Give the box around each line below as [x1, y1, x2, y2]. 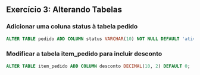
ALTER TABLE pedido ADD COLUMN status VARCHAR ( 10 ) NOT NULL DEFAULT [6, 35, 180, 42]
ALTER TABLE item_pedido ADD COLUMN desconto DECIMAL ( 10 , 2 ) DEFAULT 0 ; [6, 63, 190, 69]
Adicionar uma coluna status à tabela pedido [6, 22, 138, 31]
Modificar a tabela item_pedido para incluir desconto [6, 50, 162, 58]
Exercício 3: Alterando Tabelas [6, 5, 122, 15]
